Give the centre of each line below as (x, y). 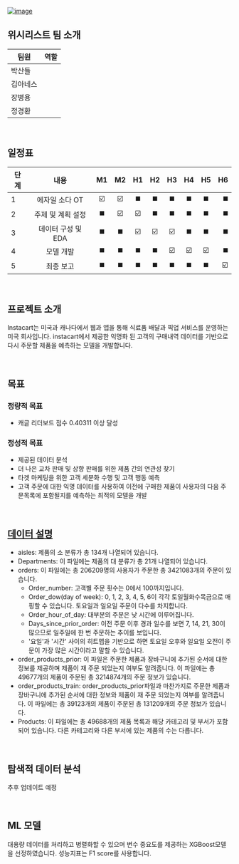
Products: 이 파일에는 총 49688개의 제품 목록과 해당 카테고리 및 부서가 (116, 722)
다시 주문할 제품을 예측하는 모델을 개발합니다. (70, 345)
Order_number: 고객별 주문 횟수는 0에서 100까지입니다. (106, 588)
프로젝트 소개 (34, 309)
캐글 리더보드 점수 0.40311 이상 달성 (68, 423)
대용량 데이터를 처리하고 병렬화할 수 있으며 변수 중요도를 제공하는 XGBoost (111, 844)
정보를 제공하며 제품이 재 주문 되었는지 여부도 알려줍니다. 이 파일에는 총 (116, 668)
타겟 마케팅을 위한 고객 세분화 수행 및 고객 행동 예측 (89, 478)
